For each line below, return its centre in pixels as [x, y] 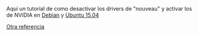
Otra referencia [25, 27]
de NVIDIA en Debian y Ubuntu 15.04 [53, 15]
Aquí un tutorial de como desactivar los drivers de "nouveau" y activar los [99, 9]
